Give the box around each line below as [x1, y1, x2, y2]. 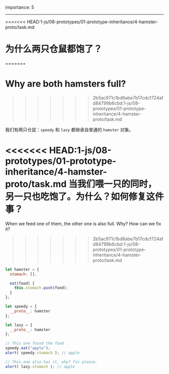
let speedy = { [5, 304, 37, 309]
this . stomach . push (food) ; [14, 285, 69, 291]
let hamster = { [5, 267, 39, 272]
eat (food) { [10, 281, 35, 286]
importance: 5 [5, 5, 34, 10]
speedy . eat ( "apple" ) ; [5, 346, 51, 351]
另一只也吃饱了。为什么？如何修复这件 [5, 191, 164, 202]
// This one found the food [5, 341, 64, 346]
